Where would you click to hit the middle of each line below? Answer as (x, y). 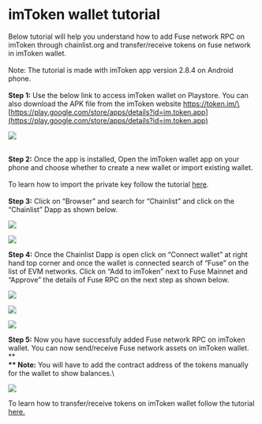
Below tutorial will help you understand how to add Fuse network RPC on (127, 36)
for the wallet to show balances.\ (61, 373)
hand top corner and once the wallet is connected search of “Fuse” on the (129, 263)
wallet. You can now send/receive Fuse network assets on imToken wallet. (129, 348)
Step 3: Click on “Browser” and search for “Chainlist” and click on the (122, 201)
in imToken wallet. (37, 53)
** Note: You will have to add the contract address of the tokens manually (128, 365)
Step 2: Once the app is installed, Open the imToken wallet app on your (124, 159)
